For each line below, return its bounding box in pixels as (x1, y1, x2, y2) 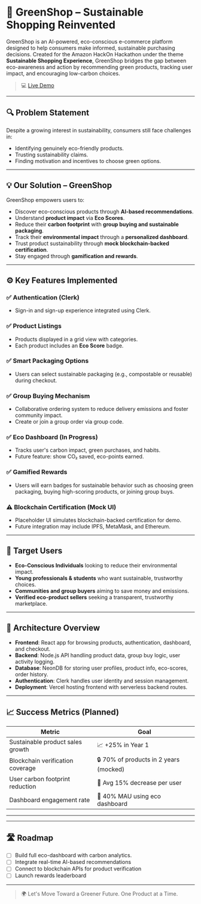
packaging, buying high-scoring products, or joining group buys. (14, 488, 175, 495)
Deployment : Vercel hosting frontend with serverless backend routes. (14, 683, 188, 691)
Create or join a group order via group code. (14, 418, 124, 425)
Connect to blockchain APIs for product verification (14, 865, 142, 872)
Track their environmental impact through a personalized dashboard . (14, 233, 189, 240)
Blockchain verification (9, 756, 74, 764)
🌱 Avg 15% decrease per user (97, 779, 182, 787)
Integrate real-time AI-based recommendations (14, 858, 132, 866)
